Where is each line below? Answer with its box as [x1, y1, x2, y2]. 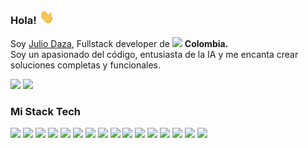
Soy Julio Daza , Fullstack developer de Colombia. [10, 37, 229, 49]
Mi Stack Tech [10, 104, 82, 118]
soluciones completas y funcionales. [10, 59, 162, 71]
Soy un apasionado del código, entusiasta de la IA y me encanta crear [10, 48, 299, 60]
